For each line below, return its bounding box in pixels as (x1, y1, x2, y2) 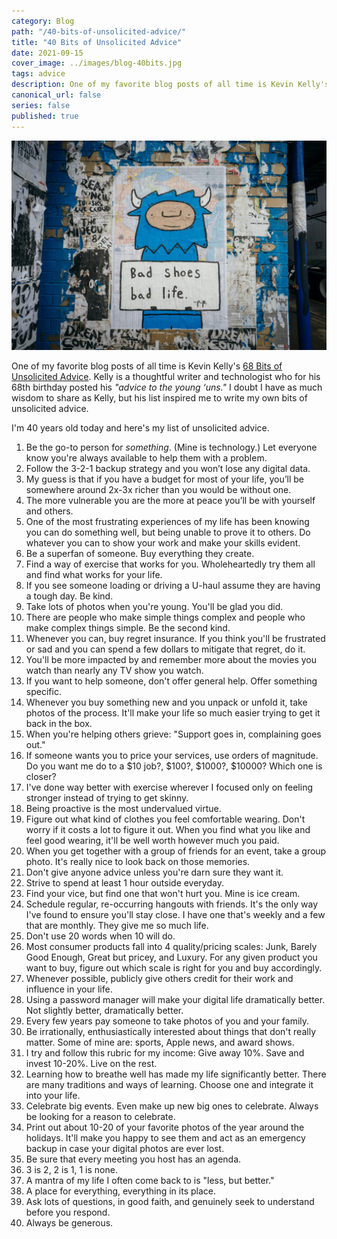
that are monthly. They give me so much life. (25, 920, 209, 932)
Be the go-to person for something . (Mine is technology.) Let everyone (25, 441, 318, 454)
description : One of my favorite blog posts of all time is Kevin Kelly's (11, 80, 330, 90)
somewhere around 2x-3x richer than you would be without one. (25, 484, 292, 496)
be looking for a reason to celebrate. (25, 1111, 176, 1123)
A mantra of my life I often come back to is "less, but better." (25, 1175, 275, 1187)
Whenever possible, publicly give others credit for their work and (25, 973, 294, 985)
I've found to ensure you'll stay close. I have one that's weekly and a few (25, 909, 326, 921)
